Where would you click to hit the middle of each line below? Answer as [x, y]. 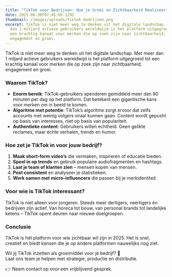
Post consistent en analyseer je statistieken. [60, 173]
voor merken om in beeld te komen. [50, 105]
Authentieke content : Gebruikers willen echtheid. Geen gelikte [79, 126]
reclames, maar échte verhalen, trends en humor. [64, 132]
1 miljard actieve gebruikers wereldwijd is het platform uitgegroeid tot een [83, 58]
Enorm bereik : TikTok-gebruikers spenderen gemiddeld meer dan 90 [85, 94]
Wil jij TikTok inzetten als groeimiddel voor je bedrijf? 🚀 [63, 253]
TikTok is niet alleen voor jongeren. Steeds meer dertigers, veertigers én [81, 202]
